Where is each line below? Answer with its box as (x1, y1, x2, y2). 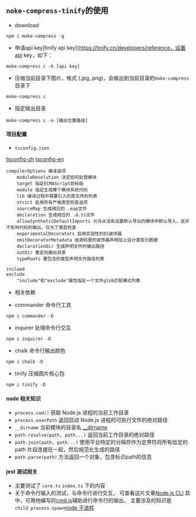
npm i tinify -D (6, 382, 46, 388)
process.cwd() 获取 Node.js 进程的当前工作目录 (14, 409, 129, 416)
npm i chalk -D (6, 359, 44, 365)
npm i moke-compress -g (6, 33, 65, 39)
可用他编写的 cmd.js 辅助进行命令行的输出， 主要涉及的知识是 (25, 497, 172, 504)
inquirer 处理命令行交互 (14, 324, 72, 332)
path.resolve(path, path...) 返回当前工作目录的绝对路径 (14, 431, 155, 439)
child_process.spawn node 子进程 (14, 504, 95, 512)
